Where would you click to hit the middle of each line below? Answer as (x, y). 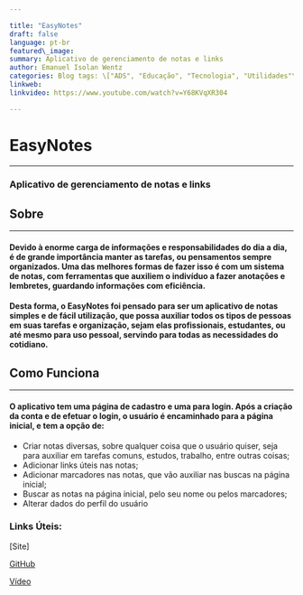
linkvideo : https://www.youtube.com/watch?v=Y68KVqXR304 (119, 93)
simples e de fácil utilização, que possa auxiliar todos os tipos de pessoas (150, 316)
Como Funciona (55, 372)
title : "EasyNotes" (46, 25)
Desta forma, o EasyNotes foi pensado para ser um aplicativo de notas (144, 306)
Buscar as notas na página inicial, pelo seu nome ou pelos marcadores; (155, 494)
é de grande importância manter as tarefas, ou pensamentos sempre (141, 256)
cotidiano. (29, 345)
